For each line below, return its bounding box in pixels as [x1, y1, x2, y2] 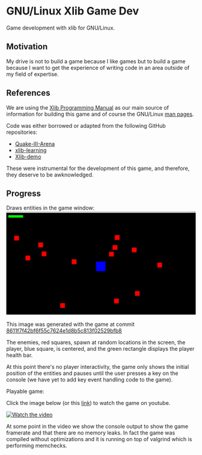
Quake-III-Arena [14, 140, 55, 147]
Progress [6, 188, 41, 198]
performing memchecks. [6, 442, 67, 449]
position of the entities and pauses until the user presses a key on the [6, 369, 179, 377]
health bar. [6, 351, 33, 359]
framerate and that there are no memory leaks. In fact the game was [6, 429, 176, 436]
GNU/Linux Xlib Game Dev [6, 4, 139, 18]
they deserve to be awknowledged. [6, 171, 94, 178]
